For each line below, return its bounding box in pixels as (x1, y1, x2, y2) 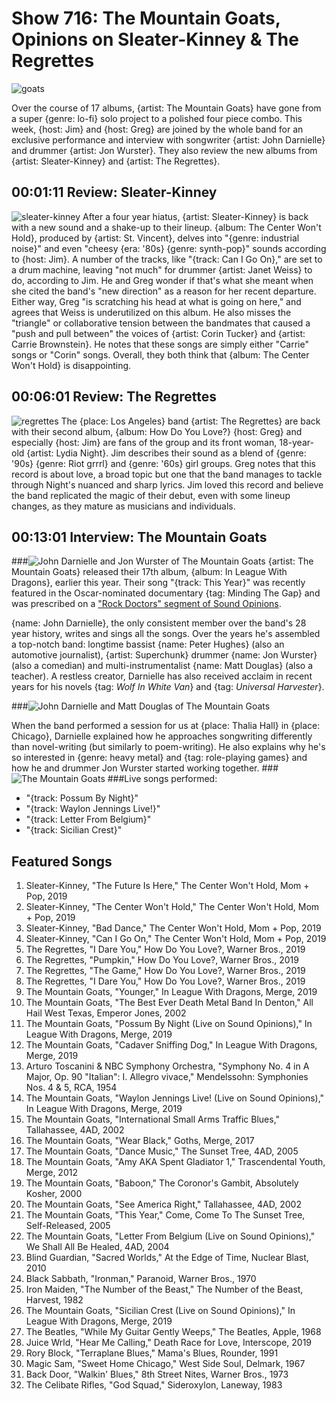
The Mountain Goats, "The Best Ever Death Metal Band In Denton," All (25, 997, 314, 1009)
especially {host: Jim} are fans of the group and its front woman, (11, 436, 278, 448)
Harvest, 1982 (25, 1294, 84, 1306)
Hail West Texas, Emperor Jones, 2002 (25, 1007, 187, 1019)
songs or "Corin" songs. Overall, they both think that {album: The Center (11, 348, 310, 361)
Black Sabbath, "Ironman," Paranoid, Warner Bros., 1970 (25, 1273, 257, 1285)
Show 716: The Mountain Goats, (11, 7, 281, 30)
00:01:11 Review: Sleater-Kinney (11, 184, 218, 201)
